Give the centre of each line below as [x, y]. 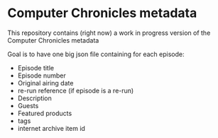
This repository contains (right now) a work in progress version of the [109, 33]
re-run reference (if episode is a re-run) [76, 90]
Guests [28, 105]
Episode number [42, 75]
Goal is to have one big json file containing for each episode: [96, 54]
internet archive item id [51, 128]
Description [34, 98]
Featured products [45, 113]
